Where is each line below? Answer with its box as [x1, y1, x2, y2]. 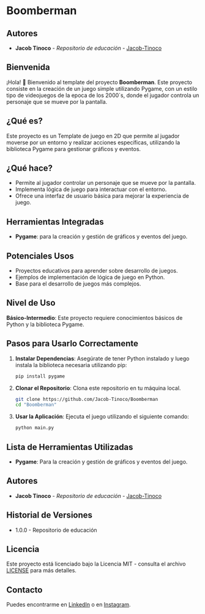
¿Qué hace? [6, 163, 53, 174]
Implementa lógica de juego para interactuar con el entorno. [15, 185, 167, 193]
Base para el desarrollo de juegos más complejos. [15, 280, 141, 287]
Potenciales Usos [6, 251, 75, 261]
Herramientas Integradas [6, 216, 104, 227]
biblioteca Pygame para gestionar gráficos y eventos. [6, 145, 141, 152]
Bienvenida [6, 62, 50, 72]
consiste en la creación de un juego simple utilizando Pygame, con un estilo [6, 85, 198, 92]
